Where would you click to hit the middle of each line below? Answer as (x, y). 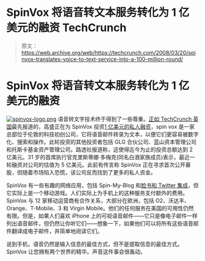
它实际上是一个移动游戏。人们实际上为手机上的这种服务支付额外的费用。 (97, 193)
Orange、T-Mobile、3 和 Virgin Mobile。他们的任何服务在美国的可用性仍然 (100, 208)
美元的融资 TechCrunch (67, 28)
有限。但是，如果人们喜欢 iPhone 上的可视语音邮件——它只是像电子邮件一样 (102, 216)
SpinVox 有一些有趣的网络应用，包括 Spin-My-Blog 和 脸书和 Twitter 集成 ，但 (103, 185)
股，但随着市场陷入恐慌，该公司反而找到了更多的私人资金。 (81, 172)
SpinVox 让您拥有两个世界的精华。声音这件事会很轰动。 (76, 251)
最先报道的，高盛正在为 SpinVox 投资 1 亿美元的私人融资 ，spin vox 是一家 (103, 126)
